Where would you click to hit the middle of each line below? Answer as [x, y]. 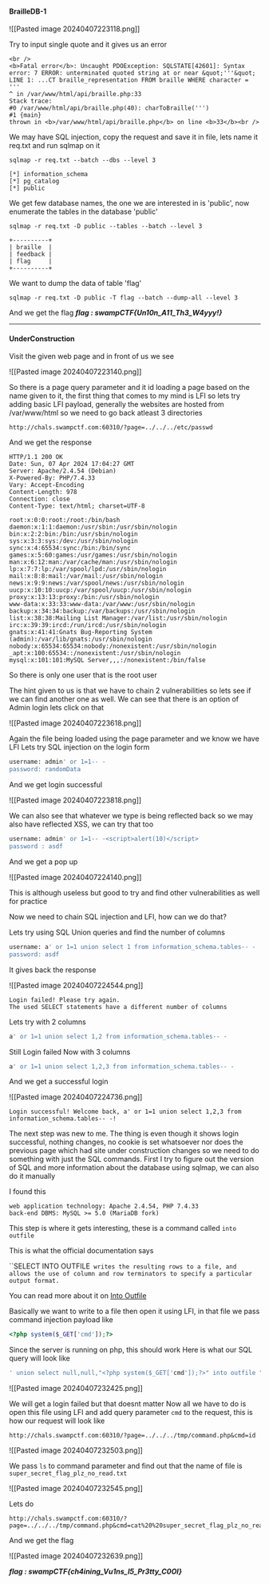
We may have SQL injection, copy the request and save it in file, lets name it [134, 137]
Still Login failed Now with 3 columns [70, 1051]
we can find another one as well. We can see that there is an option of [124, 699]
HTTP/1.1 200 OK [36, 457]
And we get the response [51, 442]
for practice [28, 901]
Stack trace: [31, 101]
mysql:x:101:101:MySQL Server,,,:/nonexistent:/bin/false [107, 661]
